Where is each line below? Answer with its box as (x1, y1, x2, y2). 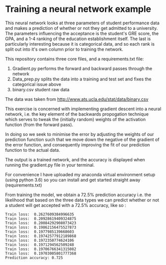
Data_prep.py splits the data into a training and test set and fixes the (12, 76, 152, 82)
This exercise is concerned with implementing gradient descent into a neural (5, 106, 162, 112)
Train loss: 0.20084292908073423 (5, 220, 77, 225)
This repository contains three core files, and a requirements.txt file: (5, 56, 144, 62)
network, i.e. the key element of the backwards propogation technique (5, 111, 149, 117)
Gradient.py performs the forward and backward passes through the (12, 66, 153, 71)
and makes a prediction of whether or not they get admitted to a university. (5, 25, 158, 31)
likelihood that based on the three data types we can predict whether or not (5, 197, 160, 203)
